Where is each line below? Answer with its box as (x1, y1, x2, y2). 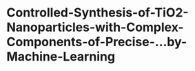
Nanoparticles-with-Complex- (6, 19, 184, 35)
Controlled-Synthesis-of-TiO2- (6, 5, 189, 21)
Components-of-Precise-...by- (6, 34, 187, 50)
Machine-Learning (6, 49, 115, 65)
